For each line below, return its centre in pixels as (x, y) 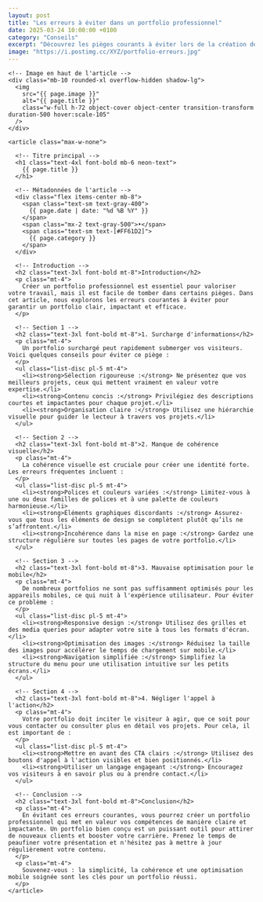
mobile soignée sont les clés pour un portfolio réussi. (103, 877)
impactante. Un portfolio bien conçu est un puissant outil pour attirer (131, 829)
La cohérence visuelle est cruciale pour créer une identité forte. (136, 465)
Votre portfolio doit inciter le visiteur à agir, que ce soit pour (136, 719)
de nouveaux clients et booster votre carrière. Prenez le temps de (122, 836)
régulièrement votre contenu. (58, 849)
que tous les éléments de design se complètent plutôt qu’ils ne (134, 520)
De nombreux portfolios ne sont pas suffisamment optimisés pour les (138, 589)
